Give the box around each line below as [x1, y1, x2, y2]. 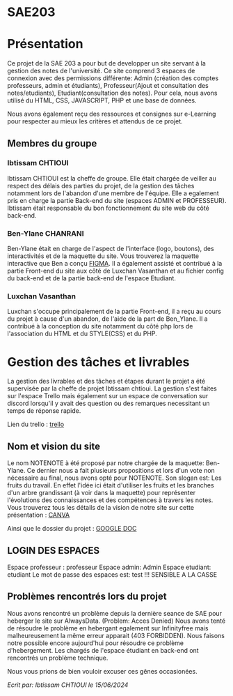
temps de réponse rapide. [7, 407, 81, 415]
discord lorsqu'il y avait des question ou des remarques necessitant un [7, 399, 210, 408]
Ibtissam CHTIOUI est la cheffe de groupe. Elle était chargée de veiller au [7, 174, 217, 182]
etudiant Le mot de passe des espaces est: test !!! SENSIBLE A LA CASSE [7, 570, 218, 579]
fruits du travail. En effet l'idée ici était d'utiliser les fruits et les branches [7, 481, 214, 490]
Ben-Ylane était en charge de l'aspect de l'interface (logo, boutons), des [7, 245, 214, 253]
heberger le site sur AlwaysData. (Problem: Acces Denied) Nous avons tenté [7, 616, 226, 625]
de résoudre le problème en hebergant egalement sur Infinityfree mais [7, 623, 209, 632]
